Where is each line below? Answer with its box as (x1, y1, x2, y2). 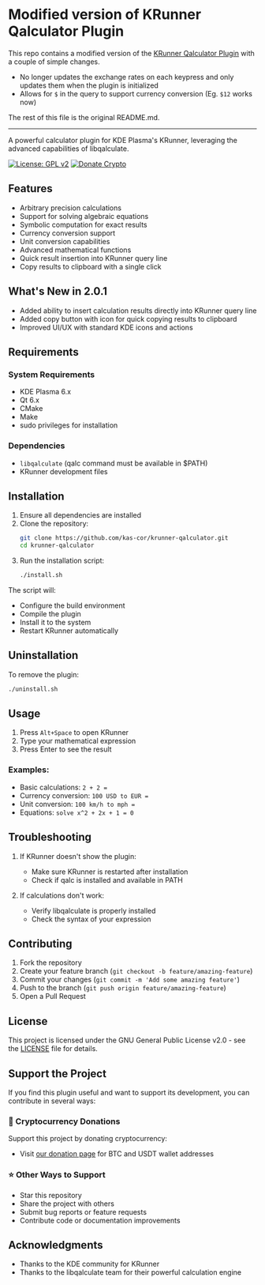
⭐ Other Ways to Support (8, 1170, 106, 1181)
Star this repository (19, 1190, 83, 1200)
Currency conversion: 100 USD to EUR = (19, 790, 149, 800)
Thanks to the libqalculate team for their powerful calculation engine (19, 1268, 242, 1277)
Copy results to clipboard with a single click (19, 262, 162, 271)
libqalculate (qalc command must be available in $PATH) (19, 458, 208, 468)
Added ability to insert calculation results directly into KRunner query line (19, 306, 257, 315)
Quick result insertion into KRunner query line (19, 253, 168, 262)
